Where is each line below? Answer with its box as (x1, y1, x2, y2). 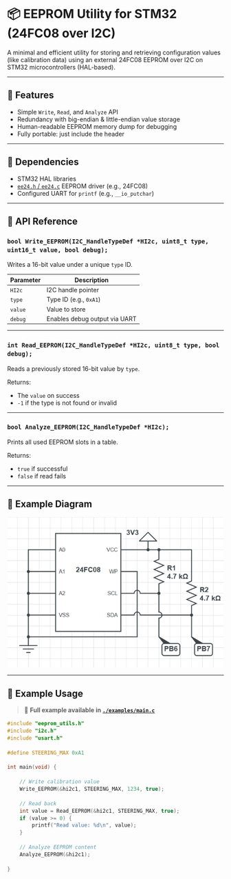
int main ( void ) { (7, 764, 57, 771)
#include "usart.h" (7, 734, 63, 742)
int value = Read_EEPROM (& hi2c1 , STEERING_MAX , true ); (19, 807, 180, 814)
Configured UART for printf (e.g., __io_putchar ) (16, 189, 155, 197)
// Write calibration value (19, 778, 100, 785)
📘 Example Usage (7, 687, 84, 699)
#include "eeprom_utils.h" (7, 720, 85, 727)
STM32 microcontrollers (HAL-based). (7, 63, 115, 71)
